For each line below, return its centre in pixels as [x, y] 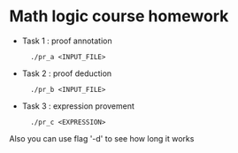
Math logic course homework [119, 16]
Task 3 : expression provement [78, 106]
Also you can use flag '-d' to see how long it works [102, 138]
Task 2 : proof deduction [67, 73]
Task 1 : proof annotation [67, 41]
